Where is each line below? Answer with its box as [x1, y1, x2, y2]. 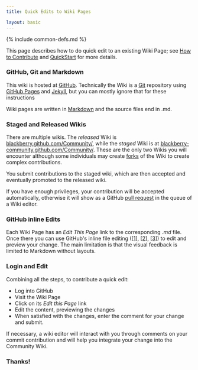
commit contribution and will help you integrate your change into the [6, 336, 173, 343]
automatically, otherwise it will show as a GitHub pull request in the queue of [6, 194, 192, 202]
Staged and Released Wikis [6, 120, 87, 128]
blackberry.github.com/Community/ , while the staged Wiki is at [6, 140, 160, 147]
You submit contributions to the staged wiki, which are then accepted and [6, 170, 186, 177]
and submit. [14, 319, 44, 326]
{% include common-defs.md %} [6, 35, 87, 43]
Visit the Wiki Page [14, 293, 61, 300]
